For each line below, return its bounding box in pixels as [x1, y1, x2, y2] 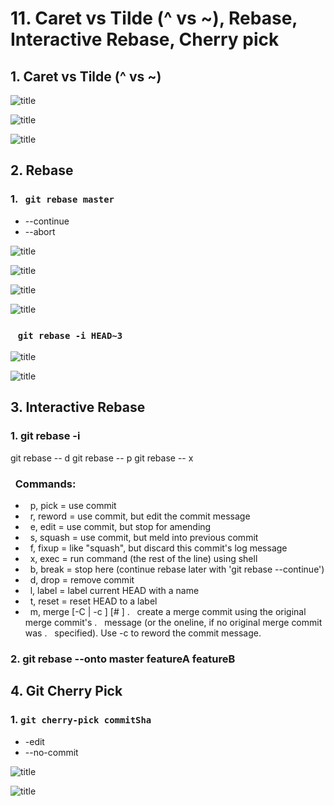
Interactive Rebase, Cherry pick [10, 28, 280, 51]
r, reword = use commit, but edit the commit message [29, 510, 251, 522]
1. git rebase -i [10, 429, 81, 443]
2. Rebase [10, 162, 74, 179]
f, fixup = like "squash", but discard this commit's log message [29, 542, 288, 554]
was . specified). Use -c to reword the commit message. [24, 627, 262, 639]
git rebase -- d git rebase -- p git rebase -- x [10, 452, 194, 464]
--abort [24, 225, 56, 237]
